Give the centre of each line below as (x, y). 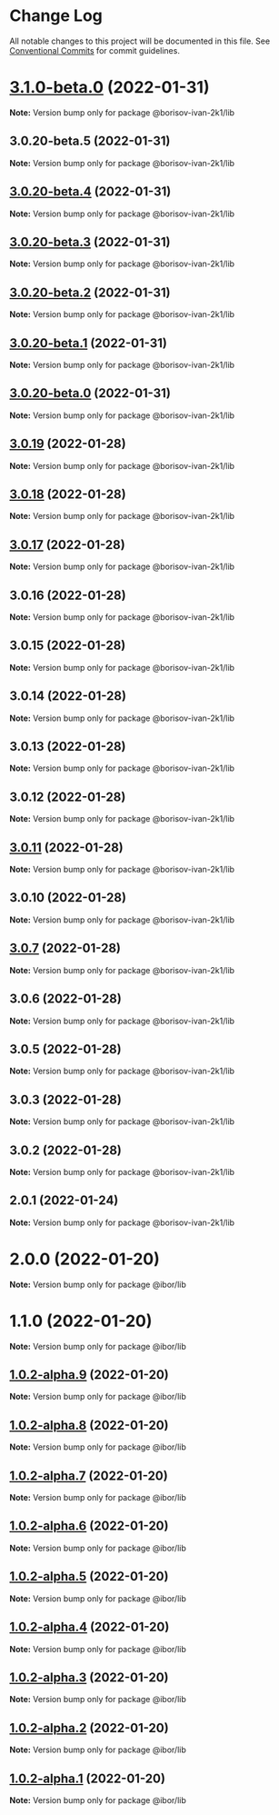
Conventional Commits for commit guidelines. (95, 50)
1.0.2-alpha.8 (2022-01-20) (89, 1425)
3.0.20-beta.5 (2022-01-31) (90, 141)
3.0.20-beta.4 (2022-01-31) (90, 192)
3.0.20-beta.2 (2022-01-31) (90, 292)
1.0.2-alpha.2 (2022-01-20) (90, 1728)
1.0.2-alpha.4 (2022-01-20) (90, 1627)
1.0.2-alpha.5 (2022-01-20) (89, 1576)
